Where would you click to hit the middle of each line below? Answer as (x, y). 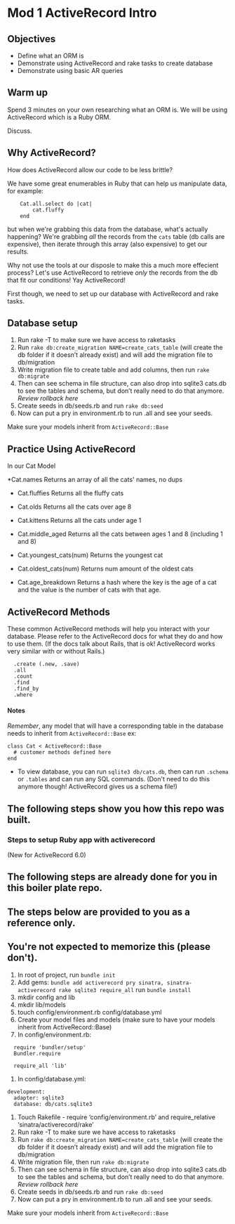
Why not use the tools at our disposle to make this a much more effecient (113, 265)
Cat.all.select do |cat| (56, 204)
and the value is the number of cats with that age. (89, 590)
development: (26, 1092)
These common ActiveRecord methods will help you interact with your (109, 629)
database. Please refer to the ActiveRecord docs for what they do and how (115, 637)
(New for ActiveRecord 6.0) (47, 854)
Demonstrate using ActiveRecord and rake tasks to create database (115, 63)
